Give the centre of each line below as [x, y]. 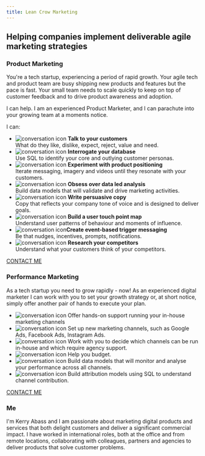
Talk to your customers [98, 139]
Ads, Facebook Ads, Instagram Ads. [60, 335]
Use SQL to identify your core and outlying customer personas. [95, 158]
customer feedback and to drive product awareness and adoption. [90, 97]
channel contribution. [42, 380]
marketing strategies [47, 47]
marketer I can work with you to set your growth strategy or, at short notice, [101, 297]
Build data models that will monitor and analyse [127, 361]
